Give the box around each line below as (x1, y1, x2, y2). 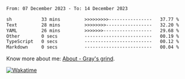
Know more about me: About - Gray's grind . (6, 55, 115, 62)
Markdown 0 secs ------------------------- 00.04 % (6, 44, 180, 50)
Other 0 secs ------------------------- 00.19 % (6, 33, 180, 39)
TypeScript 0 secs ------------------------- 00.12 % (6, 39, 180, 45)
